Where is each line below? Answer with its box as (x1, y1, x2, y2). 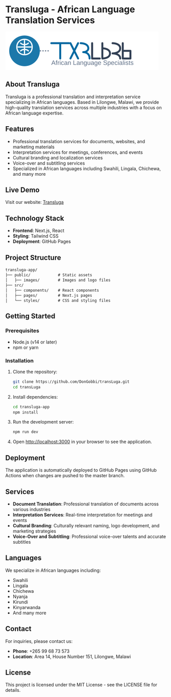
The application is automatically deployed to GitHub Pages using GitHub (5, 467, 157, 473)
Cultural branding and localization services (12, 154, 103, 160)
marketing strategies (12, 528, 56, 534)
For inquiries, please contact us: (5, 638, 73, 644)
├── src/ (5, 283, 24, 288)
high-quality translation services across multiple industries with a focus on (5, 104, 162, 110)
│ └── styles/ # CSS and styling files (5, 298, 111, 303)
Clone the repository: (12, 368, 58, 375)
